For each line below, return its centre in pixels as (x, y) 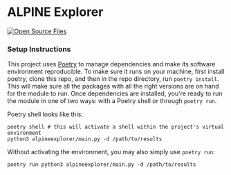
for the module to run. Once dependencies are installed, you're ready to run (115, 93)
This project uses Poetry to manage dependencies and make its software (111, 64)
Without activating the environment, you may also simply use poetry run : (111, 152)
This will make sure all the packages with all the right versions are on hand (113, 86)
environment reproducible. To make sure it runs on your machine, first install (116, 72)
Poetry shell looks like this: (45, 114)
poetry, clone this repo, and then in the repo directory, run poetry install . (113, 79)
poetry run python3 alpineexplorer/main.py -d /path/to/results (102, 165)
